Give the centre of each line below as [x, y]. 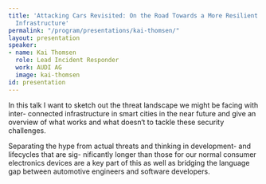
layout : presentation [44, 38]
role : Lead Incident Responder [67, 61]
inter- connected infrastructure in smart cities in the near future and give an [132, 113]
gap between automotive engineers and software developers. [109, 171]
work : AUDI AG [39, 68]
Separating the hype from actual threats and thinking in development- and [130, 146]
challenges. [27, 130]
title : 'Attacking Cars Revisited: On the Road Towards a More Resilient [133, 16]
